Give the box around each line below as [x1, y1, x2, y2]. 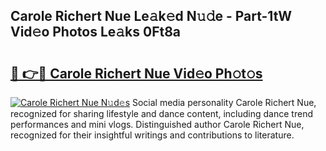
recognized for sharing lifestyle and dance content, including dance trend [10, 108, 313, 119]
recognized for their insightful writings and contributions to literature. [10, 129, 295, 141]
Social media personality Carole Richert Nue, [131, 97, 317, 108]
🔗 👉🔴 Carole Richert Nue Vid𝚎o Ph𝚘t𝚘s [10, 65, 263, 82]
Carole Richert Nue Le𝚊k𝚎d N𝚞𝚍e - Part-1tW [10, 8, 293, 25]
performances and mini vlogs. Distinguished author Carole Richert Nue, [10, 119, 305, 130]
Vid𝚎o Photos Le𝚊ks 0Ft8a [10, 24, 182, 41]
